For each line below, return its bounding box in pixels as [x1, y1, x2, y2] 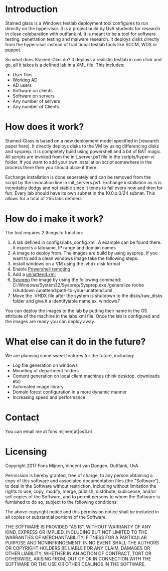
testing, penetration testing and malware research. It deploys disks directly [5, 36, 159, 42]
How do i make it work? [5, 213, 104, 224]
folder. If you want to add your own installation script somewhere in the [5, 159, 152, 165]
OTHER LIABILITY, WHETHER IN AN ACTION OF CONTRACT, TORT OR [5, 550, 151, 556]
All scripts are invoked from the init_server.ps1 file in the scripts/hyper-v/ [5, 154, 155, 160]
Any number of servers [12, 98, 61, 104]
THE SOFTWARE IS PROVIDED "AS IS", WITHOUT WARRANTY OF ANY [5, 523, 151, 530]
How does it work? [5, 121, 84, 132]
